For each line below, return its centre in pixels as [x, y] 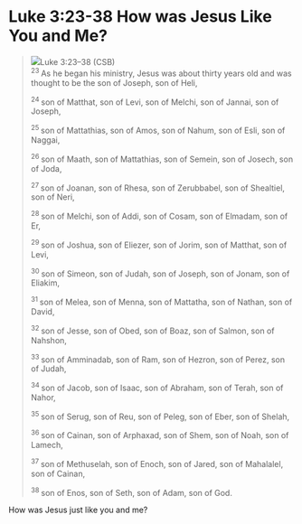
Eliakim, [45, 283]
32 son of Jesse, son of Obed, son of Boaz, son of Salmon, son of [152, 330]
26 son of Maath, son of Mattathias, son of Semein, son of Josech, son [162, 158]
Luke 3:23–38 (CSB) [77, 61]
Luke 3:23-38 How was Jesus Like [140, 17]
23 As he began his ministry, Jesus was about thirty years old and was [161, 72]
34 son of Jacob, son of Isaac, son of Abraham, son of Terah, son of [157, 387]
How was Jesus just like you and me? [78, 510]
